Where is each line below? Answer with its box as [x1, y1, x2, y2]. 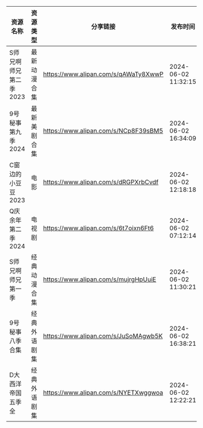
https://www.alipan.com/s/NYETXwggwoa [43, 389, 163, 397]
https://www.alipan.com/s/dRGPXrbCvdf [43, 178, 159, 186]
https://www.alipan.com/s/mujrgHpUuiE [43, 275, 156, 283]
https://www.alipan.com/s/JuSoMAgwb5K [43, 332, 163, 340]
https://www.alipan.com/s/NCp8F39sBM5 [43, 127, 164, 135]
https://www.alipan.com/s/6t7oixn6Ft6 [43, 224, 154, 232]
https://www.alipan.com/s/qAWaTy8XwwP [43, 70, 164, 78]
